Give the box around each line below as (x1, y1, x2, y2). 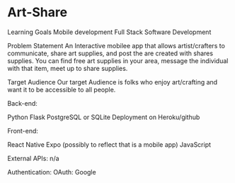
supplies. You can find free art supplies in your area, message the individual (7, 56, 229, 65)
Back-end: (7, 99, 38, 107)
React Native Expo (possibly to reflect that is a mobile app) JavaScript (7, 140, 211, 149)
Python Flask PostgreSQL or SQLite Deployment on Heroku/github (7, 113, 200, 121)
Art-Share (7, 4, 68, 21)
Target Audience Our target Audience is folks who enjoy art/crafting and (7, 77, 218, 86)
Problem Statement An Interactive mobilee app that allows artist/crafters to (7, 41, 225, 50)
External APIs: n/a (7, 154, 59, 162)
